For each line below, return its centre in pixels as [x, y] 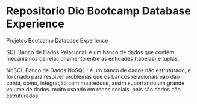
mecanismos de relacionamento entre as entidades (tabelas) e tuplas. [93, 58]
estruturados [22, 96]
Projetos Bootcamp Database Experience [57, 40]
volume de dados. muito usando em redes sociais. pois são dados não [93, 89]
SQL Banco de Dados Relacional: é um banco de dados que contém [90, 52]
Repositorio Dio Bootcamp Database [98, 11]
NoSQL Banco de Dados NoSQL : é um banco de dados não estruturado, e [98, 70]
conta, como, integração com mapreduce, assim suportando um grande [95, 83]
